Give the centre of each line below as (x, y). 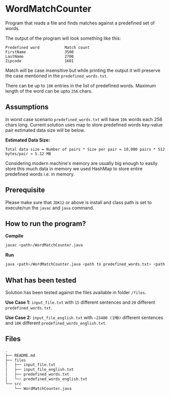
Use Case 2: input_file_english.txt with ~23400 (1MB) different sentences (84, 317)
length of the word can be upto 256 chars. (49, 91)
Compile (15, 236)
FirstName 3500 (39, 52)
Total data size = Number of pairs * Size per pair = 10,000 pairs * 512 (85, 149)
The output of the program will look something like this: (63, 38)
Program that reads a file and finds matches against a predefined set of (80, 23)
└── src (13, 384)
